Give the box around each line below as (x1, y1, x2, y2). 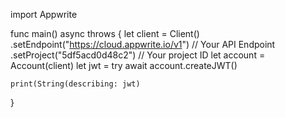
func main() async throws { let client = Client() (10, 28, 200, 39)
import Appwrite (10, 9, 78, 20)
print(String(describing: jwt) (10, 79, 141, 89)
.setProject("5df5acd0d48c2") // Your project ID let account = (10, 49, 266, 61)
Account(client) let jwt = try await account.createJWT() (10, 60, 238, 71)
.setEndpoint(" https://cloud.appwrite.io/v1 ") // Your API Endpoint (10, 39, 276, 50)
